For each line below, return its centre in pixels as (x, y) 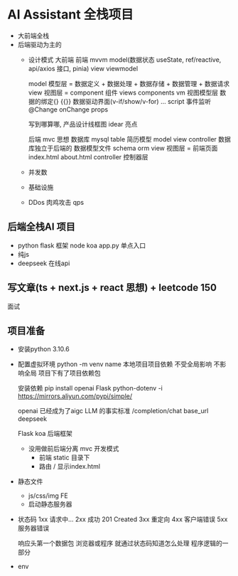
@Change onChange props (68, 109)
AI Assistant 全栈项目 (70, 15)
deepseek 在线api (44, 263)
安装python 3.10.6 (43, 349)
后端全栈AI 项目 (42, 227)
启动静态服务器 (50, 504)
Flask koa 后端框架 (45, 434)
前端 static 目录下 (64, 458)
